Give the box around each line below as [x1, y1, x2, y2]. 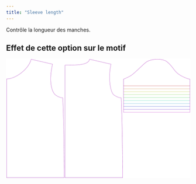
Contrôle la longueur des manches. [6, 26, 91, 33]
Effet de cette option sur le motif [6, 43, 126, 53]
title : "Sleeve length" [6, 9, 64, 15]
